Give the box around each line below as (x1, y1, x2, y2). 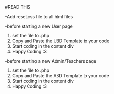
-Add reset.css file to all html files (5, 14, 73, 19)
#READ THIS (5, 4, 31, 10)
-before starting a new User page (5, 23, 73, 29)
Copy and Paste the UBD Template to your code (12, 38, 110, 44)
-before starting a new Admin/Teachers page (5, 58, 97, 63)
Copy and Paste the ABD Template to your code (12, 73, 109, 78)
